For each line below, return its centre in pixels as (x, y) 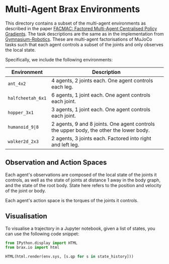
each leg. (62, 86)
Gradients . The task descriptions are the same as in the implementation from (84, 34)
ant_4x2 (17, 83)
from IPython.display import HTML (41, 243)
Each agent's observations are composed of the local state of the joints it (81, 174)
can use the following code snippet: (42, 234)
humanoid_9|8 (23, 127)
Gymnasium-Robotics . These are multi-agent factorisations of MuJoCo (79, 39)
